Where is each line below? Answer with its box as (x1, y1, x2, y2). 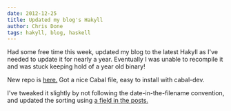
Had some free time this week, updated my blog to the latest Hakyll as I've (7, 48, 219, 56)
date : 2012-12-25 (7, 10, 57, 17)
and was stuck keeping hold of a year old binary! (7, 62, 146, 71)
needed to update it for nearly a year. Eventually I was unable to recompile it (7, 56, 223, 64)
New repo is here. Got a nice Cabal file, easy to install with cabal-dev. (7, 76, 205, 84)
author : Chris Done (7, 23, 63, 29)
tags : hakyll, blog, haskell (7, 29, 91, 36)
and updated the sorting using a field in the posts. (7, 97, 149, 105)
